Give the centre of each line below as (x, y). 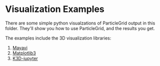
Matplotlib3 (24, 53)
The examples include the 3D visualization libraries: (58, 38)
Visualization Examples (55, 9)
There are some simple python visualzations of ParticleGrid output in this (80, 23)
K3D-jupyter (25, 58)
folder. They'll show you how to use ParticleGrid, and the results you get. (80, 28)
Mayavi (20, 47)
